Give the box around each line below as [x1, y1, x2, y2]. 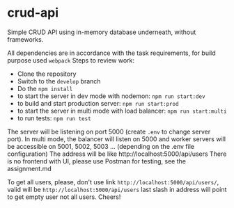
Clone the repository [17, 70, 77, 78]
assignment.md [7, 164, 52, 173]
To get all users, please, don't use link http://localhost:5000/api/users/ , [7, 177, 219, 186]
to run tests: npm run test [17, 113, 92, 122]
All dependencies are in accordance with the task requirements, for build [7, 49, 216, 57]
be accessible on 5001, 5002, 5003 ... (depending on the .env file [7, 142, 195, 150]
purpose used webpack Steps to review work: [7, 56, 134, 64]
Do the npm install [17, 84, 73, 93]
